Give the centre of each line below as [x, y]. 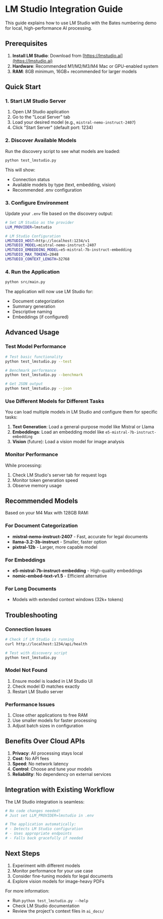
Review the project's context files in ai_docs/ [58, 911]
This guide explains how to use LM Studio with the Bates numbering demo [81, 23]
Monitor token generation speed [45, 480]
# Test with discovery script [36, 653]
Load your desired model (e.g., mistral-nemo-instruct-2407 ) [74, 122]
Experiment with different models [46, 866]
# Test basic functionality [34, 357]
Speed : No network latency [40, 764]
